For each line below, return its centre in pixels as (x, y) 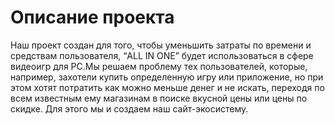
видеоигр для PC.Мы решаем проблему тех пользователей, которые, (159, 66)
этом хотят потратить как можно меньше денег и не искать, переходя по (167, 87)
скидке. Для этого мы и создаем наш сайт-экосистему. (129, 108)
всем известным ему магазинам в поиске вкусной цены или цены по (159, 98)
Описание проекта (92, 17)
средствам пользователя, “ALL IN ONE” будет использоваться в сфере (162, 55)
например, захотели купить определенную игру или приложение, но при (167, 77)
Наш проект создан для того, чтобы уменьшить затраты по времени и (161, 45)
